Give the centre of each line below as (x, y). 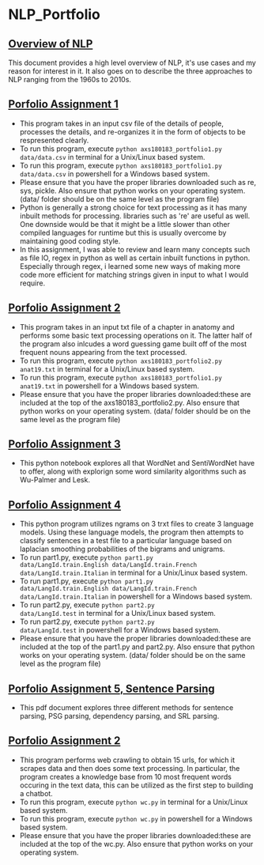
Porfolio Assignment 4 (64, 505)
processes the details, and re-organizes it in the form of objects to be (133, 131)
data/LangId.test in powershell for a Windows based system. (120, 630)
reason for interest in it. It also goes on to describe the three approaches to (130, 71)
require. (32, 283)
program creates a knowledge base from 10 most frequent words (125, 776)
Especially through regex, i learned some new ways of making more (130, 266)
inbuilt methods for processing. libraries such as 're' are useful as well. (135, 216)
